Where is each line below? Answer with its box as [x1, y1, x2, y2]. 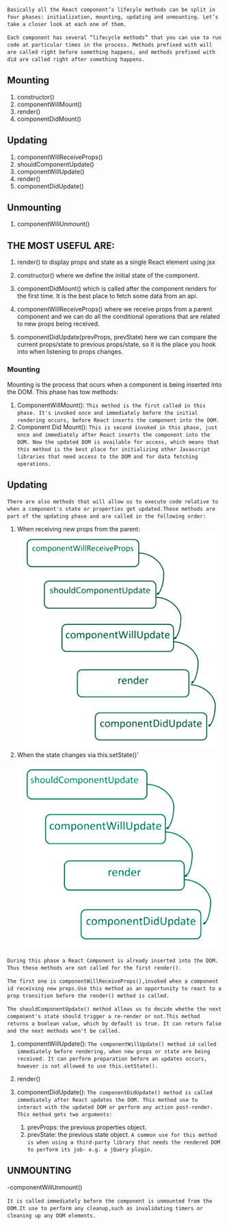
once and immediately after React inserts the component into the [16, 431, 211, 438]
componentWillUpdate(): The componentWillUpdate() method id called [16, 1039, 217, 1048]
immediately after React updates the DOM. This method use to [16, 1096, 198, 1103]
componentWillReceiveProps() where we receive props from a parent [16, 305, 213, 313]
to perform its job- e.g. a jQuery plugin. [27, 1146, 154, 1153]
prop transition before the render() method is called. [7, 992, 170, 999]
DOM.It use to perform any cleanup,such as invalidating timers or [7, 1205, 204, 1212]
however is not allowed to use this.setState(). [16, 1062, 159, 1070]
